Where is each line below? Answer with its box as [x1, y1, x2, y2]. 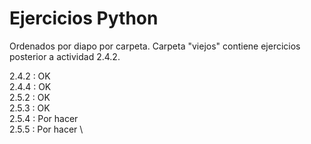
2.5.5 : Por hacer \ [9, 123, 84, 135]
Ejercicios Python [9, 7, 159, 30]
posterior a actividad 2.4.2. [9, 50, 121, 62]
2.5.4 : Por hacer [9, 112, 79, 124]
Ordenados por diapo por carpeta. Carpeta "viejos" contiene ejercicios [9, 40, 301, 52]
